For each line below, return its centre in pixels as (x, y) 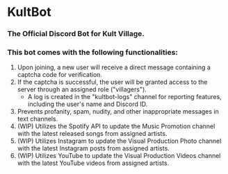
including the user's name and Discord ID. (88, 104)
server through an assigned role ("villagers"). (82, 89)
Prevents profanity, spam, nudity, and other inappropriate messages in (118, 112)
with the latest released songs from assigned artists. (92, 134)
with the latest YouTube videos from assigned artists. (93, 163)
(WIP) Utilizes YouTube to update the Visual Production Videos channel (119, 156)
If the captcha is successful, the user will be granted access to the (112, 82)
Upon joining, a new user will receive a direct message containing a (114, 67)
